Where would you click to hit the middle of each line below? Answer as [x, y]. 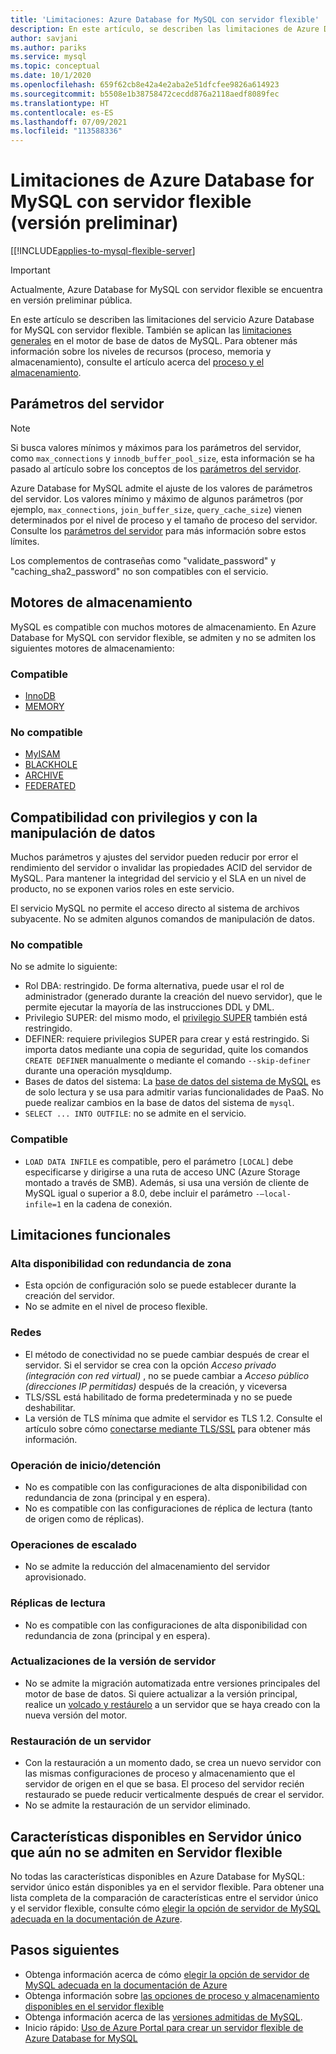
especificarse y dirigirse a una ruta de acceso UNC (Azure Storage [162, 1172]
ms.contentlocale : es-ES [62, 112]
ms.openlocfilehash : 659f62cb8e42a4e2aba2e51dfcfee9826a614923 [145, 85]
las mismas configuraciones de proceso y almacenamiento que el [160, 1773]
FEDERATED [50, 786]
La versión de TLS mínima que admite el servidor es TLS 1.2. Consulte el [173, 1418]
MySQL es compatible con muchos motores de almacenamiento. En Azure [163, 627]
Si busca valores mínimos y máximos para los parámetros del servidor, [156, 447]
